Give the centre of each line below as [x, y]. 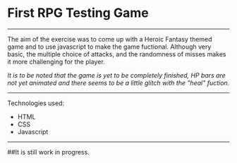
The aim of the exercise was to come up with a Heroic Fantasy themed [110, 39]
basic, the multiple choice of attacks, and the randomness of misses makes [117, 54]
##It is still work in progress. [48, 152]
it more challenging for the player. [56, 61]
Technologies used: [36, 103]
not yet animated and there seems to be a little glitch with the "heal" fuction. [119, 83]
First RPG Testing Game [78, 13]
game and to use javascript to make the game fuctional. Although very [109, 47]
